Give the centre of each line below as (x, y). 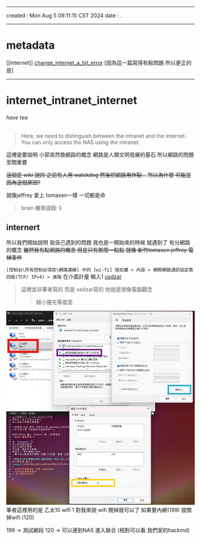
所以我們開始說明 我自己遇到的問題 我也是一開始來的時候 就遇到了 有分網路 (98, 242)
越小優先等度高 (54, 302)
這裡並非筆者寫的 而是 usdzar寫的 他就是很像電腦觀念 (86, 289)
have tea (17, 117)
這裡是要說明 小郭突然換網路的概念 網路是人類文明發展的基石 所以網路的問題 (100, 155)
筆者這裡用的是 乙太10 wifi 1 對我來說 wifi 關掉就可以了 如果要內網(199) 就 (96, 510)
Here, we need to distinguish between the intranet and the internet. (103, 136)
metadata (31, 45)
